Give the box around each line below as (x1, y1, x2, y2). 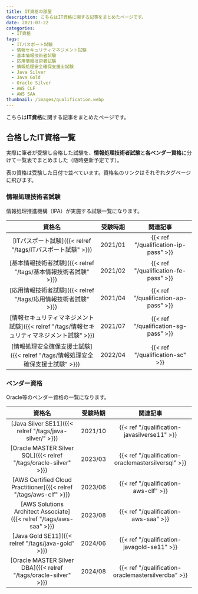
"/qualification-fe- (134, 267, 187, 275)
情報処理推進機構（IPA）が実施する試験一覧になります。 (6, 207, 143, 215)
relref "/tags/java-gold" (9, 539, 75, 547)
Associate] (40, 508, 71, 516)
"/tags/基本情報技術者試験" (14, 267, 90, 275)
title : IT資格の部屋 (6, 8, 52, 15)
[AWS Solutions (20, 500, 64, 508)
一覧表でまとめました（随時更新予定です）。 (16, 157, 123, 164)
